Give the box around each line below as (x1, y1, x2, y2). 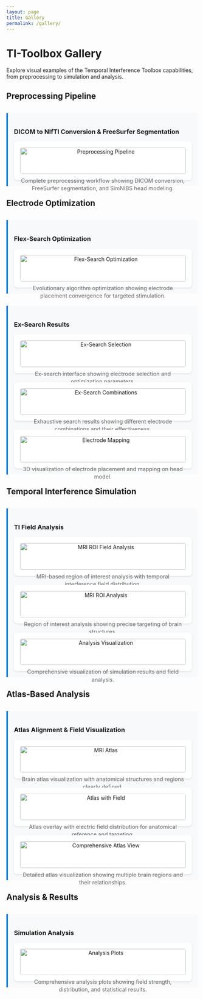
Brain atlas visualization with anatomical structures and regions (21, 775, 184, 783)
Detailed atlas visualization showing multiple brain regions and (22, 871, 184, 878)
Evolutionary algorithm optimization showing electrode (32, 284, 173, 291)
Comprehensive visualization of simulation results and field (27, 668, 179, 675)
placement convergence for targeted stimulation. (40, 292, 166, 299)
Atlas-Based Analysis (6, 689, 90, 700)
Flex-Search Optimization (14, 235, 91, 243)
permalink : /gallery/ (6, 20, 61, 26)
